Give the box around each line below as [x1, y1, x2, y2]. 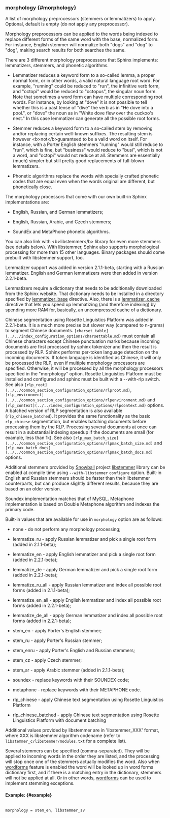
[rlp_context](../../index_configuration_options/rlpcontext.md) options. [5, 402, 164, 408]
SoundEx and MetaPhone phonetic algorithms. [12, 228, 110, 235]
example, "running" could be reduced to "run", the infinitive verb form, [12, 83, 160, 89]
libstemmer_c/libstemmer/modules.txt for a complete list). [5, 738, 127, 744]
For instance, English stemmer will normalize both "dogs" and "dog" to [5, 42, 153, 48]
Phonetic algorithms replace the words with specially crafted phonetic [12, 173, 159, 179]
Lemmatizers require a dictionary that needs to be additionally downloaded [5, 285, 162, 291]
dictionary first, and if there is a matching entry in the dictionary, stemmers [5, 770, 161, 776]
